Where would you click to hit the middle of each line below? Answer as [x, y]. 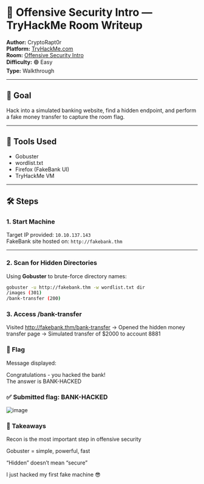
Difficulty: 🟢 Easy [29, 62]
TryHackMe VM [35, 175]
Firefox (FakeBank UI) [42, 169]
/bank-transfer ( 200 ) [34, 299]
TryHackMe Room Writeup [74, 25]
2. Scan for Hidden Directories [52, 263]
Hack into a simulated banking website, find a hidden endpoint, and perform [101, 110]
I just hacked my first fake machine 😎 [54, 475]
